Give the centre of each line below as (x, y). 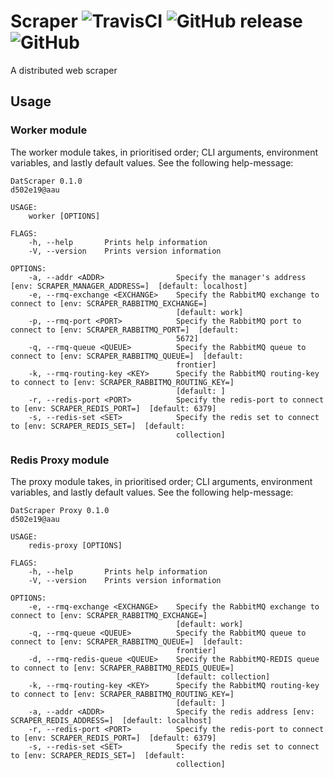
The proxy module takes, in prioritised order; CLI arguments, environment (161, 481)
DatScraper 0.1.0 (46, 181)
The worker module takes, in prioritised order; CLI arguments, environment (164, 152)
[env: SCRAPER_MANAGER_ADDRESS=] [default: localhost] (129, 286)
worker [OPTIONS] (64, 216)
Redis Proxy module (60, 460)
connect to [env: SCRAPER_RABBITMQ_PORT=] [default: (125, 330)
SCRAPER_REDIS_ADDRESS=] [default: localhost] (111, 720)
